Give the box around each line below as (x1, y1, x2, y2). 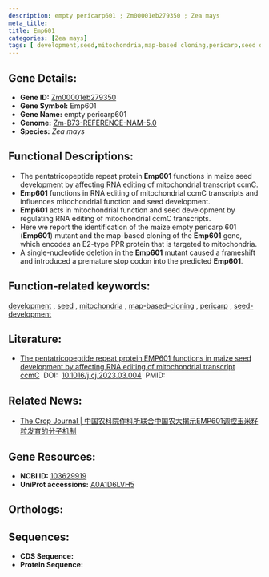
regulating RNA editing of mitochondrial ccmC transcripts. (19, 213, 211, 223)
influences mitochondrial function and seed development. (19, 196, 211, 206)
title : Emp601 (8, 26, 56, 34)
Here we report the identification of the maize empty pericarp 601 (19, 222, 237, 232)
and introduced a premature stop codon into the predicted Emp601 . (19, 256, 243, 265)
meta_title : (8, 19, 48, 27)
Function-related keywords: (8, 280, 151, 293)
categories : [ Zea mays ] (8, 34, 88, 42)
